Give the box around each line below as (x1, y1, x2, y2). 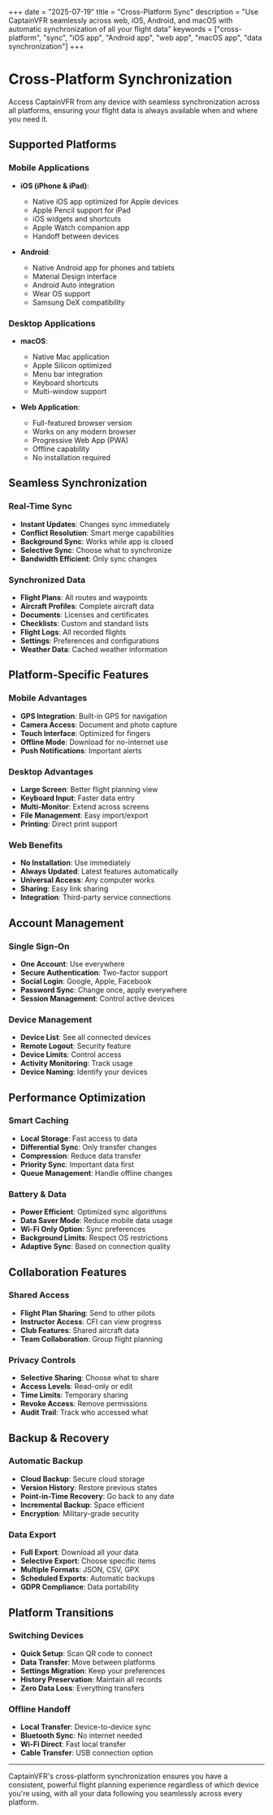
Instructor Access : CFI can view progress (19, 1317, 162, 1326)
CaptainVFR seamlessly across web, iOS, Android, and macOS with (8, 15, 233, 25)
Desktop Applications (8, 318, 96, 329)
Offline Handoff (8, 1703, 71, 1715)
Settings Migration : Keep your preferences (19, 1665, 166, 1676)
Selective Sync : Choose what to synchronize (19, 545, 172, 555)
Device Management (8, 1014, 93, 1025)
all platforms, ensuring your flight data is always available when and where (8, 105, 258, 115)
